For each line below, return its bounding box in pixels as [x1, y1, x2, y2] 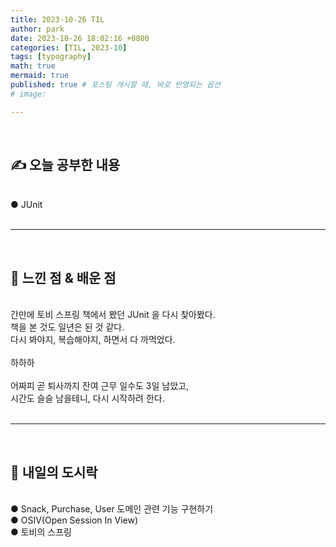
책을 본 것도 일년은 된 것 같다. [10, 321, 125, 333]
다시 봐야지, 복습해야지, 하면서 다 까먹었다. [10, 334, 176, 346]
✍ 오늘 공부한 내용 [10, 157, 121, 174]
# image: [10, 89, 47, 99]
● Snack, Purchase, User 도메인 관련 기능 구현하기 [10, 503, 214, 515]
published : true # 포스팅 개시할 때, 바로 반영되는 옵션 [10, 80, 221, 90]
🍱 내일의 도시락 [10, 464, 98, 481]
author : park [10, 24, 65, 34]
